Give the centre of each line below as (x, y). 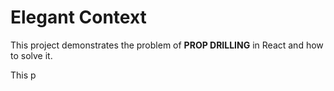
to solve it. (31, 55)
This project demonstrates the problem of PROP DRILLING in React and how (167, 45)
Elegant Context (78, 17)
